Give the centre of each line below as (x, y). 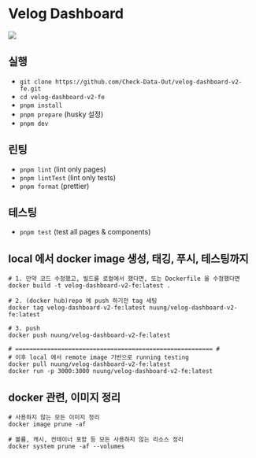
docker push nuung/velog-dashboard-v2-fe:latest (89, 335)
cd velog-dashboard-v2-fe (62, 97)
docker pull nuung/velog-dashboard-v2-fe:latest (89, 364)
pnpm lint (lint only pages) (63, 169)
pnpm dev (34, 124)
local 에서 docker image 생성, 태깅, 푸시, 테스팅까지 (129, 259)
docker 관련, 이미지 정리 (64, 397)
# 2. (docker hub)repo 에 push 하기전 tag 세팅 (83, 301)
